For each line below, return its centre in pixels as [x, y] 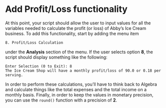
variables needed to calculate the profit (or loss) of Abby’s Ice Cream [76, 28]
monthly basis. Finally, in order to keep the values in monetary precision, [79, 95]
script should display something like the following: [56, 57]
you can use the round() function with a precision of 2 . [61, 100]
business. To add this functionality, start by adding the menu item [72, 33]
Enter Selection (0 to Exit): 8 [39, 66]
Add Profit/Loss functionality [66, 9]
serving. [14, 75]
